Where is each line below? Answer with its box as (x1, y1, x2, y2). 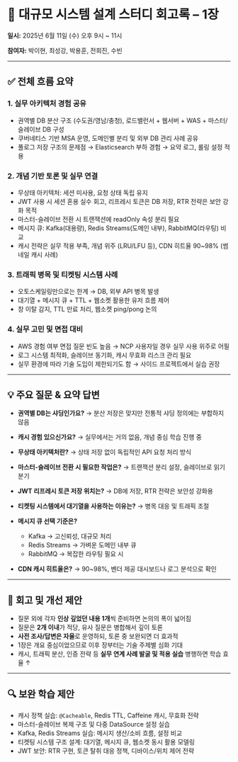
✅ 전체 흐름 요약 (7, 76, 74, 88)
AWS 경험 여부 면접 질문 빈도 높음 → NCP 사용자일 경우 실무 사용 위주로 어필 (17, 341, 230, 351)
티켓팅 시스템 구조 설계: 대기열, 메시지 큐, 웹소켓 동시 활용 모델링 (17, 737, 195, 746)
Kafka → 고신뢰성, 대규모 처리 (28, 532, 112, 540)
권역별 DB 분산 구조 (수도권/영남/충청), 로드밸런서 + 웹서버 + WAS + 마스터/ (17, 116, 228, 125)
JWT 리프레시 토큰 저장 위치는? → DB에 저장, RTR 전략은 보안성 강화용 (17, 487, 214, 496)
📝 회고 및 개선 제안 (7, 594, 83, 606)
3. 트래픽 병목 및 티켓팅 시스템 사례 (7, 270, 118, 280)
